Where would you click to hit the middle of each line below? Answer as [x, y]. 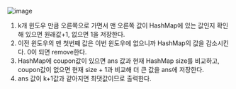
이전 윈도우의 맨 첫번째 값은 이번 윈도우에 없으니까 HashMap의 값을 [111, 43]
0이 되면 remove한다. [57, 52]
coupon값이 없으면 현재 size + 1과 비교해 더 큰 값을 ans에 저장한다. [111, 70]
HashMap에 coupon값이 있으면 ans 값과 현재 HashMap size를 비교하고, [118, 61]
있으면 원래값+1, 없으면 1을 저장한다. [75, 34]
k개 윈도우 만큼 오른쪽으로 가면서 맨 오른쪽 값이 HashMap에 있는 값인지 [116, 25]
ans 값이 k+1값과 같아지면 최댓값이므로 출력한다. [84, 78]
